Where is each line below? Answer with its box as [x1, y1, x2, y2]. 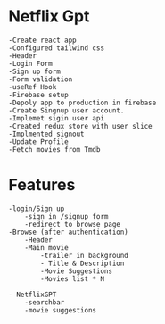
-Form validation [8, 74, 73, 84]
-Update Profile [8, 137, 69, 146]
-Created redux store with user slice [8, 121, 153, 130]
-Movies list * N [40, 274, 104, 283]
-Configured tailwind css [8, 43, 104, 53]
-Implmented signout [8, 129, 86, 138]
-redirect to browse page [24, 220, 121, 228]
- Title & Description [40, 259, 125, 268]
